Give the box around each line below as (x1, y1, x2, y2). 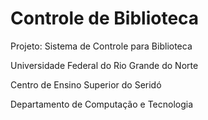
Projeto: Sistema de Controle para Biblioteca (10, 40, 193, 52)
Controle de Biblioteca (10, 7, 200, 30)
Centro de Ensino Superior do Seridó (10, 78, 162, 91)
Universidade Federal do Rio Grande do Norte (10, 59, 199, 71)
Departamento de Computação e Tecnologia (10, 98, 194, 110)
